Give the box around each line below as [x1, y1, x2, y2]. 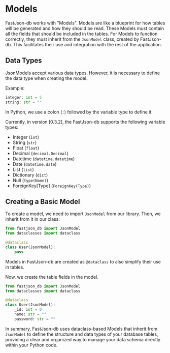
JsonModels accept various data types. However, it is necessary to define [5, 70, 160, 76]
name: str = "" [14, 312, 47, 317]
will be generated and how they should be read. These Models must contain [5, 25, 164, 31]
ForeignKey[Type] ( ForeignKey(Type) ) [12, 183, 91, 189]
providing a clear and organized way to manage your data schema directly [5, 336, 161, 342]
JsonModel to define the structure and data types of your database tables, [5, 331, 158, 337]
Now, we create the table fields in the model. [5, 274, 99, 280]
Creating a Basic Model [5, 197, 80, 206]
